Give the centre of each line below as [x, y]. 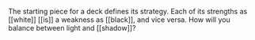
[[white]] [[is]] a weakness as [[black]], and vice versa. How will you [120, 20]
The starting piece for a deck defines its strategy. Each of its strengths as [128, 11]
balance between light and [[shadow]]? [72, 28]
